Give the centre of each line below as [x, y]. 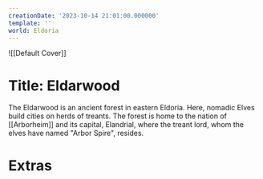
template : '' [30, 23]
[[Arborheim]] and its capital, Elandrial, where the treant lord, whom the [126, 125]
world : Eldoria [34, 30]
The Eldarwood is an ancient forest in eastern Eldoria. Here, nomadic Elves [131, 108]
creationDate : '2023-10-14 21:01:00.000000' [84, 16]
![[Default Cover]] [37, 54]
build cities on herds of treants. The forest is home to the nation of [117, 116]
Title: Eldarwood [64, 86]
